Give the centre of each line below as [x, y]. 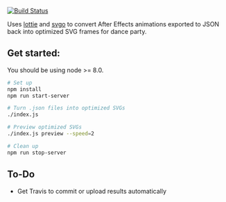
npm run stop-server [37, 153]
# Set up [20, 83]
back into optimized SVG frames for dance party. [77, 32]
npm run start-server [38, 96]
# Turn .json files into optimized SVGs [67, 108]
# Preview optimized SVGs [44, 127]
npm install [24, 89]
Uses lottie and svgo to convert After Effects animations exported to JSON [113, 24]
